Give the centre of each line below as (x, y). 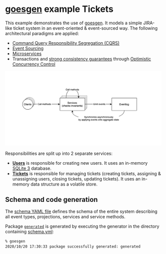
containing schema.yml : (29, 232)
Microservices (27, 54)
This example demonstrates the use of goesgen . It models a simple (74, 23)
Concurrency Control (34, 64)
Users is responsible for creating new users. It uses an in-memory (80, 163)
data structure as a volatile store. (64, 184)
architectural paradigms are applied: (42, 33)
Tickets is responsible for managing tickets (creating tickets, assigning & (86, 173)
